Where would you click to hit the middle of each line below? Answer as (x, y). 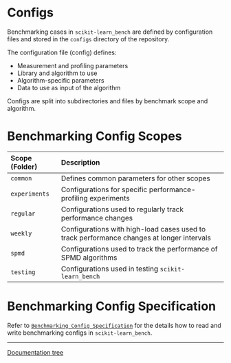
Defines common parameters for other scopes (136, 178)
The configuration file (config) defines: (62, 52)
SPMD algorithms (89, 258)
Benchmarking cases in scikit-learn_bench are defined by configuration (110, 32)
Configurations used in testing (110, 269)
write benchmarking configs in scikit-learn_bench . (80, 333)
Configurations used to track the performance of (139, 249)
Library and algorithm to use (57, 73)
